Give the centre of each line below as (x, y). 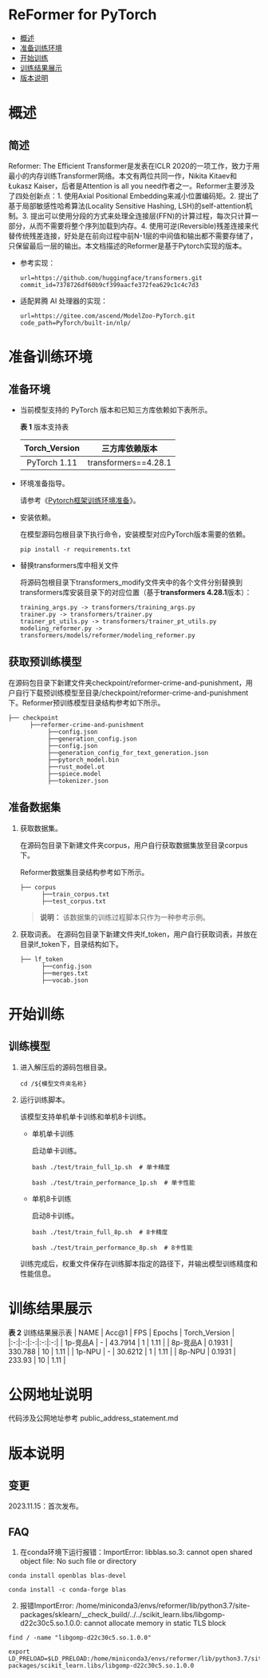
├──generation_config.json (92, 739)
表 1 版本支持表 (44, 426)
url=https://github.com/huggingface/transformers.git (111, 278)
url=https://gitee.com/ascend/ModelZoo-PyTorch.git (107, 316)
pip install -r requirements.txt (75, 549)
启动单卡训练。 (56, 1150)
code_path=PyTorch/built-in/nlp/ (75, 323)
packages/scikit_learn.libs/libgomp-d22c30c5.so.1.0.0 (101, 1666)
